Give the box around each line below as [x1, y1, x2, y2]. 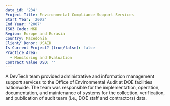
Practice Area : [5, 50, 38, 55]
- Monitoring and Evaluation [10, 55, 72, 60]
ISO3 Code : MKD [5, 26, 38, 32]
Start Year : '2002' [5, 17, 47, 22]
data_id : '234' [5, 7, 38, 13]
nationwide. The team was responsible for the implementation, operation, [5, 85, 160, 91]
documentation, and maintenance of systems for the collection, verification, [5, 90, 165, 96]
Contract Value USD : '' [5, 60, 56, 65]
